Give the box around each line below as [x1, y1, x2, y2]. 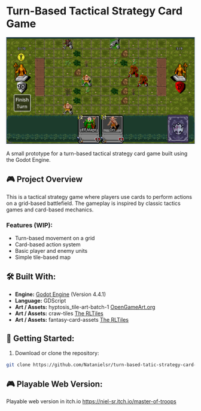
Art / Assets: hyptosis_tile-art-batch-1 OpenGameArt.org [14, 303, 156, 310]
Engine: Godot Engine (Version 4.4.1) [14, 291, 106, 298]
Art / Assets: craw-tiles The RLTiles [14, 310, 103, 317]
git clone [6, 361, 31, 368]
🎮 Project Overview [6, 174, 83, 185]
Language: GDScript [14, 297, 66, 304]
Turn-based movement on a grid [14, 235, 95, 242]
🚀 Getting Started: [6, 334, 75, 344]
